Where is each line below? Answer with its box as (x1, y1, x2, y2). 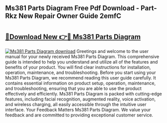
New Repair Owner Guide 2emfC (18, 12, 122, 20)
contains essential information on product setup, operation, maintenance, (5, 80, 156, 86)
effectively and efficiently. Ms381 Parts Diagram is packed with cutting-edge (5, 91, 162, 96)
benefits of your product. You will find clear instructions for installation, (5, 64, 151, 70)
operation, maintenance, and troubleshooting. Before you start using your (5, 69, 156, 75)
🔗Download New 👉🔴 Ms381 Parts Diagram (5, 32, 141, 41)
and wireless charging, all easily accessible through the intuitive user (5, 101, 147, 107)
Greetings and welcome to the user (76, 48, 149, 54)
